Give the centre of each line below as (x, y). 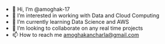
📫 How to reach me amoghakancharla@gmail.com (75, 35)
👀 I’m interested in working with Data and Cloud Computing (86, 15)
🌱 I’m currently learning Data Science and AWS (70, 22)
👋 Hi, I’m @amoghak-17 (41, 9)
